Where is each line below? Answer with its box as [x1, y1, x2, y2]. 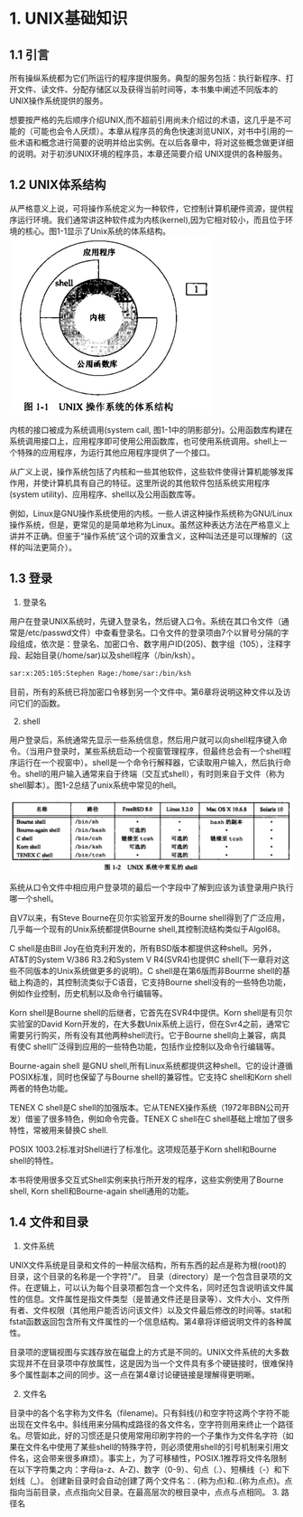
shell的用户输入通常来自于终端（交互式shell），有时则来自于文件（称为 [24, 768, 286, 779]
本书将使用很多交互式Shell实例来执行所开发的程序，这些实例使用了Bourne [9, 1174, 284, 1185]
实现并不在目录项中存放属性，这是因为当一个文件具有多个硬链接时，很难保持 [9, 1357, 294, 1369]
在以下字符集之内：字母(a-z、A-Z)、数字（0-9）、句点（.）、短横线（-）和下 [9, 1464, 290, 1475]
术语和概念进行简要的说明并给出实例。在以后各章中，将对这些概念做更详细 [16, 137, 294, 147]
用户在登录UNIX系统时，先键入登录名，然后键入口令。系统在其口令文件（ [9, 615, 282, 626]
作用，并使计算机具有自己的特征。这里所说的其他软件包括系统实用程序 [9, 477, 271, 488]
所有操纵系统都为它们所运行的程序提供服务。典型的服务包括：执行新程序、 [9, 73, 286, 83]
